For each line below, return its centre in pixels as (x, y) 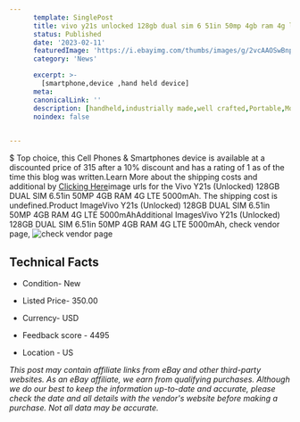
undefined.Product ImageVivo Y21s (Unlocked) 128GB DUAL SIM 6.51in (140, 205)
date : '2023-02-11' (69, 42)
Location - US (48, 352)
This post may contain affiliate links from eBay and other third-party (135, 369)
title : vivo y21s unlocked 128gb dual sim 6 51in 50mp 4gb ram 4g (159, 26)
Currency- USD (50, 318)
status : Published (67, 34)
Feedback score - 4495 (66, 335)
